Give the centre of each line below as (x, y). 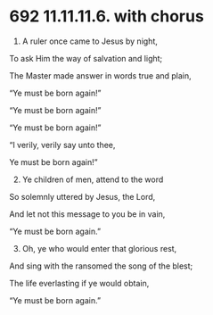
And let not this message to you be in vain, (87, 214)
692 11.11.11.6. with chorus (107, 17)
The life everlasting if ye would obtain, (79, 283)
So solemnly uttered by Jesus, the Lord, (82, 196)
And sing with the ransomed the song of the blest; (101, 266)
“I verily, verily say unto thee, (62, 145)
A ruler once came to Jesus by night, (90, 41)
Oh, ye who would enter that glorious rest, (99, 248)
